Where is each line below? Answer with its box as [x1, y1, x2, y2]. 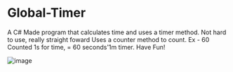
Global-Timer [7, 5, 86, 21]
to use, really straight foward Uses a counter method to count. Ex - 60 [7, 35, 210, 43]
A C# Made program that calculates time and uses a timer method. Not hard [7, 28, 227, 36]
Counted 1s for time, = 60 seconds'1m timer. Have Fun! [7, 43, 166, 51]
